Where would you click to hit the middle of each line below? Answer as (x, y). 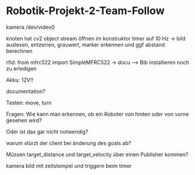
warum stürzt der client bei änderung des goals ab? (69, 143)
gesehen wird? (24, 120)
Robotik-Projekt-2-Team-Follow (85, 11)
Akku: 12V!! (20, 80)
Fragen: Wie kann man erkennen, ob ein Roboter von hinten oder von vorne (97, 114)
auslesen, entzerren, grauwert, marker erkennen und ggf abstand (85, 45)
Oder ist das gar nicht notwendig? (47, 132)
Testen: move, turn (29, 102)
